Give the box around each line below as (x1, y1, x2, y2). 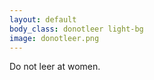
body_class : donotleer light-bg (9, 24, 144, 34)
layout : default (9, 14, 77, 25)
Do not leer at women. (9, 61, 101, 73)
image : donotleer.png (9, 33, 100, 43)
